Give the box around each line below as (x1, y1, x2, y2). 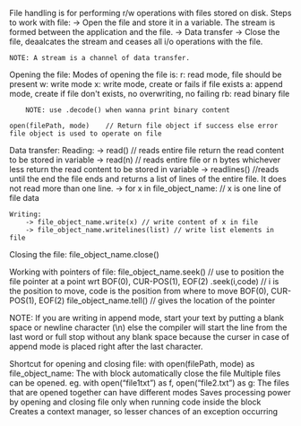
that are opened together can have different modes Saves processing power (9, 387, 291, 397)
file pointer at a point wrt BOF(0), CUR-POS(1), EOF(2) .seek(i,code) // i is (9, 276, 279, 286)
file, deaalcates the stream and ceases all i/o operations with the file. (9, 36, 263, 47)
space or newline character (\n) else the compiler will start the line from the (9, 322, 288, 333)
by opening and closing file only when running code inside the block (9, 396, 262, 407)
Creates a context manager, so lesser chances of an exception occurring (9, 406, 279, 416)
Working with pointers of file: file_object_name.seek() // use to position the (9, 266, 285, 277)
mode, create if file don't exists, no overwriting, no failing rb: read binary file (9, 89, 290, 99)
